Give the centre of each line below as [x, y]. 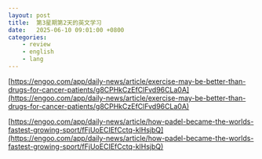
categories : [27, 37]
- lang [33, 60]
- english [38, 52]
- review [36, 45]
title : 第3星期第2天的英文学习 [55, 23]
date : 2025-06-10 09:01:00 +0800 [66, 30]
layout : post [29, 15]
